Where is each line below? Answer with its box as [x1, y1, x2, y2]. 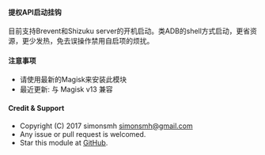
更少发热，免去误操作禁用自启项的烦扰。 [21, 36, 154, 46]
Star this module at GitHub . [19, 138, 108, 147]
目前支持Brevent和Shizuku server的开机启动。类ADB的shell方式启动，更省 [8, 26, 251, 36]
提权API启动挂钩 [8, 7, 62, 17]
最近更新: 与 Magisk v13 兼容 [19, 85, 113, 94]
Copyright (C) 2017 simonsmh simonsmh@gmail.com [19, 121, 194, 130]
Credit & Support [8, 104, 65, 112]
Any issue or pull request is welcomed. [19, 129, 146, 138]
